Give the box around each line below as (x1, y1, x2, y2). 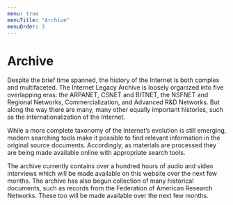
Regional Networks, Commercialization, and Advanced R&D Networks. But (7, 98, 220, 106)
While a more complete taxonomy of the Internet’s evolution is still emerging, (7, 126, 227, 135)
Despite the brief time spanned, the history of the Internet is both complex (7, 76, 220, 84)
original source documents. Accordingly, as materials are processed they (7, 141, 217, 149)
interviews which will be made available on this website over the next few (7, 170, 218, 178)
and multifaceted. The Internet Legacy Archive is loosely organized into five (7, 83, 224, 92)
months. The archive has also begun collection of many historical (7, 177, 194, 185)
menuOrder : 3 (7, 23, 45, 30)
